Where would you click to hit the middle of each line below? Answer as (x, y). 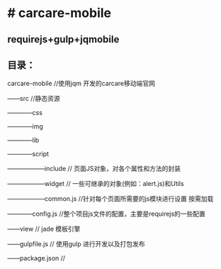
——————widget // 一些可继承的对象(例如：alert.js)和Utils (96, 184)
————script (28, 154)
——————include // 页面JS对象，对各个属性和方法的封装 (94, 169)
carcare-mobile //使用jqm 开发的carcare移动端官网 (81, 84)
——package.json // (36, 258)
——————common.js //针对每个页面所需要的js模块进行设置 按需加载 (110, 199)
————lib (23, 141)
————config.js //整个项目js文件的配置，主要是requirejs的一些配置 (106, 214)
